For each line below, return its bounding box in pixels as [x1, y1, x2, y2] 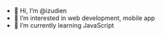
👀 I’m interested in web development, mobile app [13, 14, 156, 22]
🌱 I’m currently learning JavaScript [13, 21, 114, 29]
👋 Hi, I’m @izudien [13, 7, 67, 15]
